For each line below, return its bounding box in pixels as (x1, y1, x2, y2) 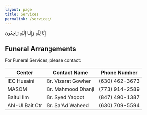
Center (16, 69, 33, 76)
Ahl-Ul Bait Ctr (7, 102, 42, 109)
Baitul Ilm (7, 94, 29, 101)
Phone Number (101, 69, 138, 76)
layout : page (5, 7, 32, 12)
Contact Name (52, 69, 88, 76)
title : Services (5, 12, 39, 17)
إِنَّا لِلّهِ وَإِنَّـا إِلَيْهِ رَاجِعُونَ (5, 30, 46, 36)
